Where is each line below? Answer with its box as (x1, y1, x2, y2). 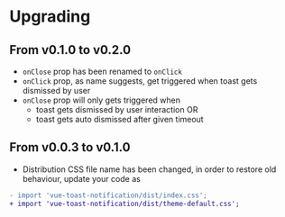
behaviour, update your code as (22, 173, 142, 184)
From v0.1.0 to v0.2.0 (9, 42, 132, 58)
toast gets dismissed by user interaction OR (35, 104, 198, 114)
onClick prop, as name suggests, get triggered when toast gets (22, 76, 258, 86)
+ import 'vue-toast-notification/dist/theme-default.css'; (9, 199, 241, 208)
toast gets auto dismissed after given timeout (35, 114, 205, 124)
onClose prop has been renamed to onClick (22, 66, 183, 77)
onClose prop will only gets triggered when (22, 95, 180, 105)
